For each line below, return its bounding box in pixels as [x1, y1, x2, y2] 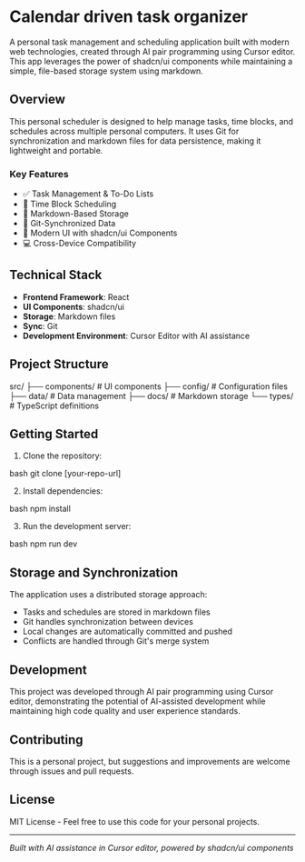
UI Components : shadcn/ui [22, 301, 125, 312]
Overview [9, 92, 66, 107]
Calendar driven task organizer [9, 6, 249, 27]
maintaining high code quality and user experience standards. [9, 706, 241, 717]
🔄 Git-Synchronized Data [22, 218, 116, 229]
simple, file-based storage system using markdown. [9, 65, 204, 76]
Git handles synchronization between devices [22, 616, 193, 627]
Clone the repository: [22, 450, 103, 461]
